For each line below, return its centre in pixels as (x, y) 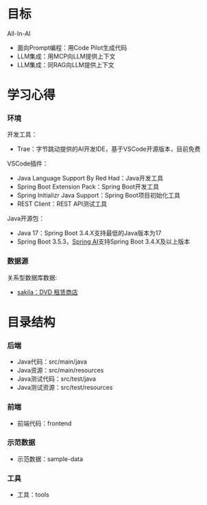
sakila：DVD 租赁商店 (47, 292)
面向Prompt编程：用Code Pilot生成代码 (72, 47)
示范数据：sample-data (50, 459)
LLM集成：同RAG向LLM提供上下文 (65, 64)
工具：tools (33, 495)
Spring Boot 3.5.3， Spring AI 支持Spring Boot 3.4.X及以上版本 (103, 242)
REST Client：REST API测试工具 (62, 204)
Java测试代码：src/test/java (56, 379)
